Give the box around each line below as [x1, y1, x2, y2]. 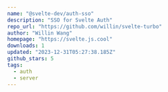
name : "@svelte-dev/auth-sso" [7, 10, 95, 17]
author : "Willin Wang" [7, 29, 73, 37]
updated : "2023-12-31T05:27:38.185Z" [7, 49, 116, 56]
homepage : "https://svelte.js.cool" [7, 36, 113, 43]
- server [13, 74, 39, 82]
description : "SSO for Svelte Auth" [7, 17, 113, 24]
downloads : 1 [7, 42, 45, 49]
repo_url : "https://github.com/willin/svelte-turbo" [7, 23, 162, 30]
